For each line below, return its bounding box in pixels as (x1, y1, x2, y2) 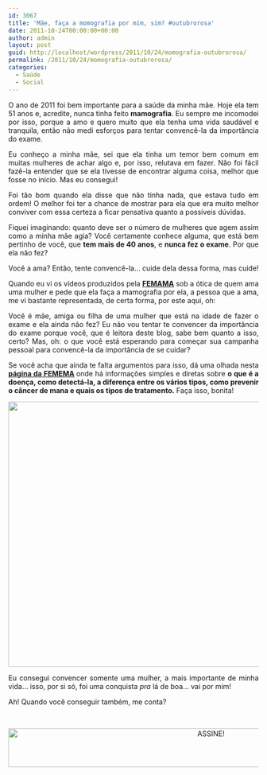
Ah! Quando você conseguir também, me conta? (8, 697, 167, 707)
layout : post (8, 41, 52, 49)
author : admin (8, 33, 56, 42)
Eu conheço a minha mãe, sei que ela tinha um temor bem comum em (8, 149, 259, 159)
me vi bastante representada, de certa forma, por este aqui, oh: (8, 295, 216, 305)
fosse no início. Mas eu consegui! (8, 174, 118, 184)
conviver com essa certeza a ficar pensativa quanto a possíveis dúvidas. (8, 207, 246, 216)
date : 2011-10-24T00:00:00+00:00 (8, 26, 119, 34)
